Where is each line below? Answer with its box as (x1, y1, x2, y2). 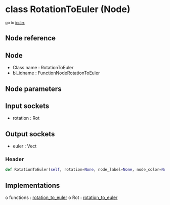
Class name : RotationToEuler (12, 65, 74, 71)
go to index (5, 20, 25, 25)
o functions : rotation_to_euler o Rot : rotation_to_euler (5, 194, 118, 200)
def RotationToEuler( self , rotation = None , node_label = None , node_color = (5, 167, 162, 172)
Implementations (5, 181, 60, 190)
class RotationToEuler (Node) (5, 4, 131, 15)
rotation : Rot (12, 115, 40, 121)
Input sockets (5, 101, 50, 110)
